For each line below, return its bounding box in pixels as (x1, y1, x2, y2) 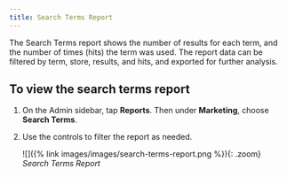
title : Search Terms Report (9, 12, 114, 22)
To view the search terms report (9, 81, 190, 97)
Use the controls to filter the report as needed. (21, 132, 193, 142)
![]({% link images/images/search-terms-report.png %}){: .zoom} (21, 149, 262, 159)
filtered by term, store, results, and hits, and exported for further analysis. (9, 56, 278, 66)
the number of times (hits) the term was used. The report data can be (9, 46, 264, 58)
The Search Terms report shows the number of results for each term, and (9, 37, 278, 48)
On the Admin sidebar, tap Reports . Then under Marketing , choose (21, 105, 269, 116)
